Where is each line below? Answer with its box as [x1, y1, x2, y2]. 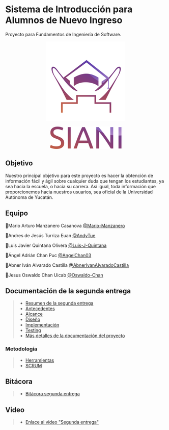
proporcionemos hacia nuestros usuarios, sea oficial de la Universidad [5, 189, 153, 195]
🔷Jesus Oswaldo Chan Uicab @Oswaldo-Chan [5, 272, 103, 278]
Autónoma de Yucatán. [5, 194, 53, 200]
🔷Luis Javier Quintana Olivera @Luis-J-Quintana [5, 242, 107, 248]
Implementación [25, 322, 60, 328]
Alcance [25, 311, 43, 317]
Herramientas [25, 357, 54, 363]
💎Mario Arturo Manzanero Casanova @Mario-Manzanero [5, 222, 125, 229]
